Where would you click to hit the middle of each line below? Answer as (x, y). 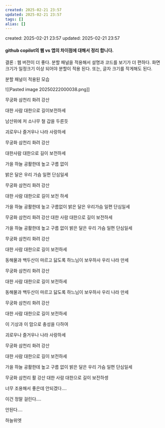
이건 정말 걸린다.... (23, 399)
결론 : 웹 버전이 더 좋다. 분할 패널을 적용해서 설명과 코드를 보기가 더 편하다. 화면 (83, 62)
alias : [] (16, 24)
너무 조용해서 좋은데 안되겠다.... (36, 388)
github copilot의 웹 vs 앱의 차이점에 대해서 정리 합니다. (60, 50)
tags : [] (14, 19)
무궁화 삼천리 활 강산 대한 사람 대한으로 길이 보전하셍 (57, 378)
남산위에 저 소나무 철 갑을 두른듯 (37, 121)
